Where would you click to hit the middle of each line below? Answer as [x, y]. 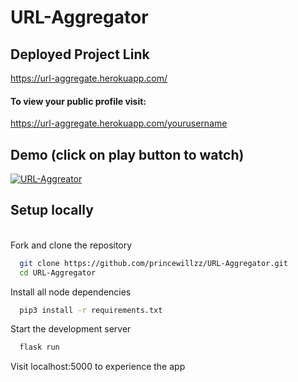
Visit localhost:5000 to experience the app [98, 367]
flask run [39, 347]
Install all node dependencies [71, 292]
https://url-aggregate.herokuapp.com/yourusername [119, 123]
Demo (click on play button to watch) [127, 154]
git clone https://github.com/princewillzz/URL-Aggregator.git [153, 263]
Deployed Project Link [80, 54]
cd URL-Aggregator [58, 272]
